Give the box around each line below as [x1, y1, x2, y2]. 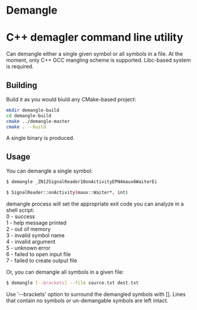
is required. [6, 63, 34, 70]
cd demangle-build [6, 113, 51, 119]
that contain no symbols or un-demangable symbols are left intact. [6, 297, 169, 304]
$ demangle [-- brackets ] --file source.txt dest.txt [6, 280, 139, 286]
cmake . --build [6, 124, 46, 130]
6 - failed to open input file [6, 251, 71, 258]
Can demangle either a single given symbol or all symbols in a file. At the [6, 50, 183, 57]
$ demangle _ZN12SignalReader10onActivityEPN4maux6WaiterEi [6, 179, 158, 185]
